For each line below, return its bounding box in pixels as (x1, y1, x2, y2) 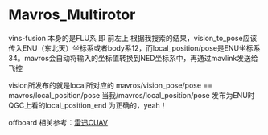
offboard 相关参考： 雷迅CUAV (8, 117, 109, 127)
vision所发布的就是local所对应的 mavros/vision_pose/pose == (8, 80, 213, 90)
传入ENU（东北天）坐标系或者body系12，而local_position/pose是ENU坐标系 (8, 43, 261, 53)
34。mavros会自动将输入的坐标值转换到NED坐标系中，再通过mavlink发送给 (8, 53, 258, 63)
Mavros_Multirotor (8, 6, 136, 24)
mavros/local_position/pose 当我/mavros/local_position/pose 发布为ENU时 (8, 90, 255, 100)
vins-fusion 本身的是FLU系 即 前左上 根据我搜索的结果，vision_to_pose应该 (8, 33, 258, 43)
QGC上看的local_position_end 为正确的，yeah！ (8, 100, 167, 110)
